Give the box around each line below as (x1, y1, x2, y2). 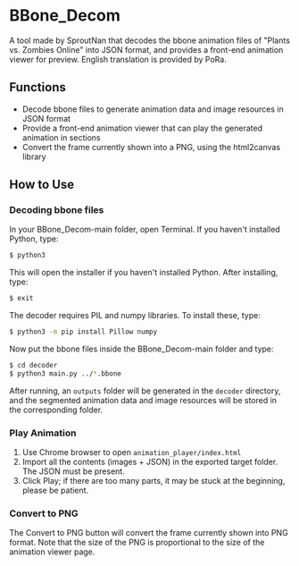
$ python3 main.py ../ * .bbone (9, 368, 122, 378)
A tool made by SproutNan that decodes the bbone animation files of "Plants (9, 35, 290, 46)
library (21, 151, 46, 162)
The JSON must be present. (21, 466, 125, 477)
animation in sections (21, 131, 101, 143)
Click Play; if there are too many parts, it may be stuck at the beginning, (21, 476, 286, 486)
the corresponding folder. (9, 404, 104, 415)
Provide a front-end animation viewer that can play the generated (21, 122, 263, 133)
